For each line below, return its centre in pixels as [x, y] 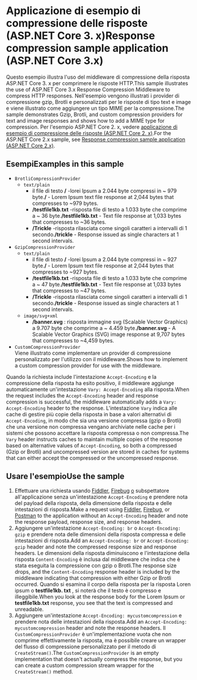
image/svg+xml [40, 316]
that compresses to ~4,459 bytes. [73, 340]
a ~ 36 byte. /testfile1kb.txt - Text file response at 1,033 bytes [107, 216]
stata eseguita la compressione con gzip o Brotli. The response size [96, 565]
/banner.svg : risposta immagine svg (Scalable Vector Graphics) [110, 322]
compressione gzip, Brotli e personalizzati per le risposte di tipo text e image [98, 102]
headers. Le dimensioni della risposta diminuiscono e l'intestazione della [102, 553]
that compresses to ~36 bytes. [69, 222]
